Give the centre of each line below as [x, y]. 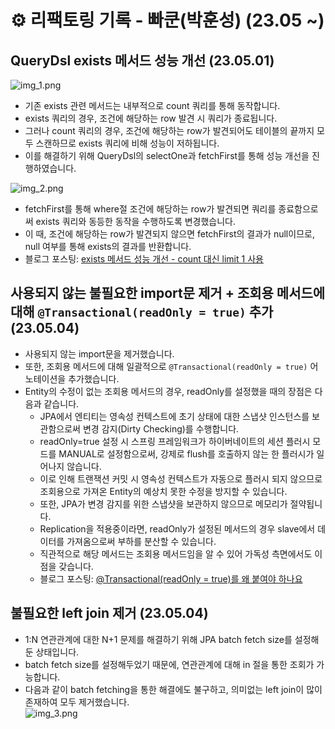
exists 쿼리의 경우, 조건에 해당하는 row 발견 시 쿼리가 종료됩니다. [151, 118]
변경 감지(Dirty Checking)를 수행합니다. [161, 428]
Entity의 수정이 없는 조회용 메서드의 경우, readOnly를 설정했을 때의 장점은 [168, 391]
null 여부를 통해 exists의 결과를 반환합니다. [108, 246]
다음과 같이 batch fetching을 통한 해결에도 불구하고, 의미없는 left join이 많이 [173, 689]
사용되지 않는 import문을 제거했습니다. [99, 353]
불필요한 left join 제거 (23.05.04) [109, 613]
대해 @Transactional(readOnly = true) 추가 [142, 312]
